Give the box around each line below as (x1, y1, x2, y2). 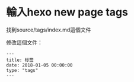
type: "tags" (6, 67, 39, 73)
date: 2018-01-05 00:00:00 (6, 62, 73, 68)
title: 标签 (6, 57, 34, 63)
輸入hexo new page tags (6, 5, 129, 19)
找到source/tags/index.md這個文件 (6, 26, 91, 33)
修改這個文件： (6, 39, 43, 46)
